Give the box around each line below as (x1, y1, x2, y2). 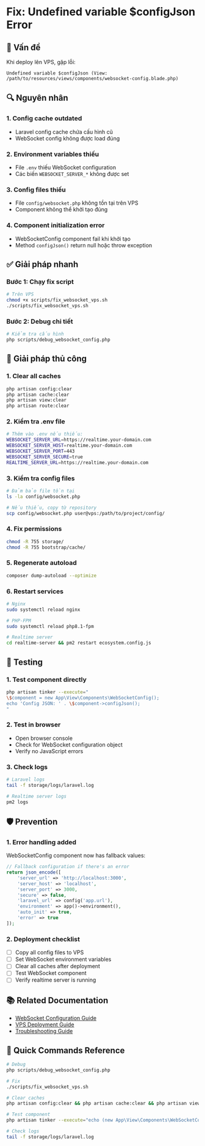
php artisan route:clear (6, 403, 70, 409)
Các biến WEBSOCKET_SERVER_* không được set (15, 170, 129, 177)
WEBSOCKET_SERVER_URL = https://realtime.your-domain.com (6, 437, 151, 443)
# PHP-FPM (6, 618, 32, 624)
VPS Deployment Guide (15, 1021, 74, 1028)
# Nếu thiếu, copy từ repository (6, 505, 97, 511)
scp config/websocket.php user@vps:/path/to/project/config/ (6, 510, 165, 516)
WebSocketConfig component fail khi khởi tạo (15, 235, 131, 243)
